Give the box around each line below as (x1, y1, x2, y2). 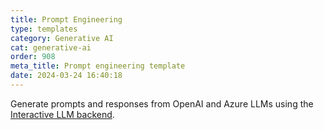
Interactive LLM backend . (10, 108, 115, 120)
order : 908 (10, 52, 56, 62)
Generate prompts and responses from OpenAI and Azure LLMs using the (10, 97, 314, 110)
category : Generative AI (10, 33, 114, 43)
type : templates (10, 24, 78, 34)
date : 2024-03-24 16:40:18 (10, 71, 123, 81)
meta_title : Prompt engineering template (10, 61, 186, 71)
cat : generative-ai (10, 42, 92, 53)
